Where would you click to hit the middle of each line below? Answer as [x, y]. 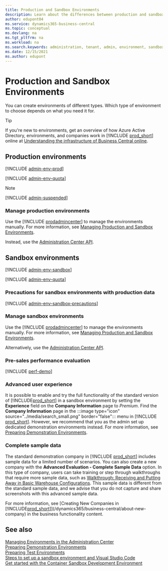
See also [19, 530]
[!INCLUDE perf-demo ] [29, 371]
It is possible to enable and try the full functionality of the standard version [82, 395]
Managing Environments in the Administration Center [59, 541]
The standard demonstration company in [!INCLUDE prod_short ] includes [80, 456]
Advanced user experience [39, 384]
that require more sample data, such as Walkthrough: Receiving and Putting [83, 477]
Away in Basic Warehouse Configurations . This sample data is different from [83, 483]
